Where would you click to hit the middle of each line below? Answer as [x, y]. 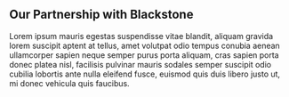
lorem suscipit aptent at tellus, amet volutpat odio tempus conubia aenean [144, 45]
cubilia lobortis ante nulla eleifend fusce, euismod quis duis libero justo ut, [145, 74]
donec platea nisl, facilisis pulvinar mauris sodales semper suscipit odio [140, 64]
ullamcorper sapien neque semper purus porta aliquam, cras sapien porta [144, 55]
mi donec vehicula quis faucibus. [70, 83]
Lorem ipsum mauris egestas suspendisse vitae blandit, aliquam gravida [141, 36]
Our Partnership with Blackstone [101, 15]
